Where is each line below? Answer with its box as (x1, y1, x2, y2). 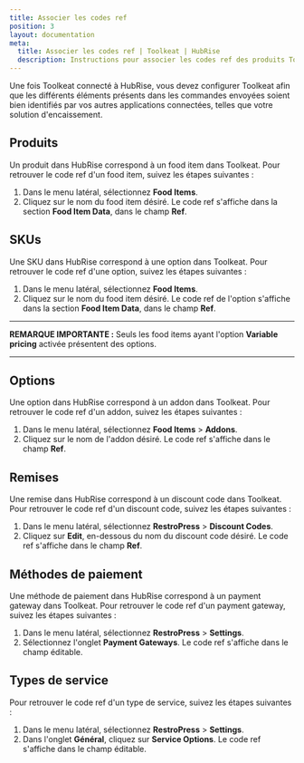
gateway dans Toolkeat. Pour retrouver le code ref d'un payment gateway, (9, 600, 286, 612)
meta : (9, 38, 30, 48)
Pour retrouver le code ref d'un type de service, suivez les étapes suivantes (9, 697, 292, 708)
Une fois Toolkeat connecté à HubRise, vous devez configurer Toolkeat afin (9, 81, 291, 91)
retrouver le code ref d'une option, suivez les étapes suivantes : (9, 266, 247, 276)
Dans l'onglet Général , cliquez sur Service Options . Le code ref (22, 733, 261, 744)
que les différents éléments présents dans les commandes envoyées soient (9, 90, 290, 101)
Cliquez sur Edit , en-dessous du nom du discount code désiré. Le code (22, 531, 289, 542)
